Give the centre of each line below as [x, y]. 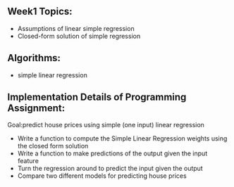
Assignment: [36, 108]
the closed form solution [53, 146]
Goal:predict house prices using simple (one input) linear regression [106, 125]
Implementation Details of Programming [97, 97]
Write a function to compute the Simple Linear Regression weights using [122, 138]
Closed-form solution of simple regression [79, 36]
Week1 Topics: [40, 12]
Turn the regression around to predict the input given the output [110, 169]
